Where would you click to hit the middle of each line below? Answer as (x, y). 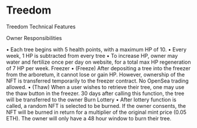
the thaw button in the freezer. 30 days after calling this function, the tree (95, 93)
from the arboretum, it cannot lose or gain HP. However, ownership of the (96, 74)
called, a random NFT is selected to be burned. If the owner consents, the (96, 106)
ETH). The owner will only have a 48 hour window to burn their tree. (89, 118)
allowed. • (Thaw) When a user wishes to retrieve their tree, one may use (95, 87)
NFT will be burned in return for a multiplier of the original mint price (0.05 (96, 112)
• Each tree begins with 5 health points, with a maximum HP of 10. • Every (96, 49)
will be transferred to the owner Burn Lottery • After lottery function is (91, 99)
